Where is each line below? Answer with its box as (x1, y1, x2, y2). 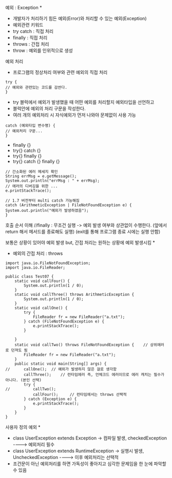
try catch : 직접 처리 (12, 28, 54, 34)
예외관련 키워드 (12, 22, 44, 28)
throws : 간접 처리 (12, 41, 50, 47)
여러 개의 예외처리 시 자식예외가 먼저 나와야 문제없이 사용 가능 (12, 112, 136, 118)
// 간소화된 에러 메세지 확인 (5, 169, 58, 174)
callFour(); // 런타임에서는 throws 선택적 (32, 392, 127, 397)
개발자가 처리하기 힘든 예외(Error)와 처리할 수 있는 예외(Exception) (12, 15, 147, 22)
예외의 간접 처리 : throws (12, 250, 63, 256)
